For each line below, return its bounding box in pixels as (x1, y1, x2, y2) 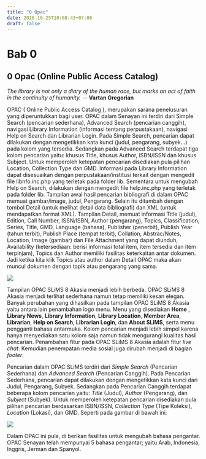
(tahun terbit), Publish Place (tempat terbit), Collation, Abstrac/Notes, (7, 230, 181, 237)
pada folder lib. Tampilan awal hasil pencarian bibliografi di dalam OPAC (7, 191, 189, 198)
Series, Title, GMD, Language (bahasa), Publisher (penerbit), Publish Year (7, 224, 193, 231)
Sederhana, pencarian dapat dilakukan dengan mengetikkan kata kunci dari (7, 376, 198, 384)
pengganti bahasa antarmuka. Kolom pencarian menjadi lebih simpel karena (7, 325, 199, 332)
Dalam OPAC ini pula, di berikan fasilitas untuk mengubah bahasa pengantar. (7, 433, 200, 440)
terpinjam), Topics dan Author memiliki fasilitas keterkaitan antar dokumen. (7, 249, 196, 257)
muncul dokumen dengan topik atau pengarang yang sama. (7, 262, 158, 270)
